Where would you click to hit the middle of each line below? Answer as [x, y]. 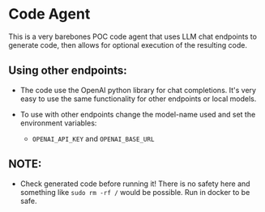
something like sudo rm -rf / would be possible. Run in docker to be [135, 192]
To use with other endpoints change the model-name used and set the [138, 114]
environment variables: [58, 123]
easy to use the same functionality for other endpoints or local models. [138, 99]
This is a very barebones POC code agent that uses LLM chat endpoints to [133, 36]
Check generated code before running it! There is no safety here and [135, 184]
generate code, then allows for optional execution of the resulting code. [128, 45]
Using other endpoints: [68, 71]
